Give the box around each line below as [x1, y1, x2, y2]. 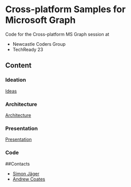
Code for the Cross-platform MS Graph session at [5, 31, 110, 37]
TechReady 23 [12, 46, 43, 52]
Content [5, 61, 32, 70]
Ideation [5, 76, 26, 83]
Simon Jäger [12, 170, 40, 176]
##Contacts [5, 161, 30, 167]
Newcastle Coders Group [12, 41, 66, 47]
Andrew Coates [12, 176, 46, 182]
